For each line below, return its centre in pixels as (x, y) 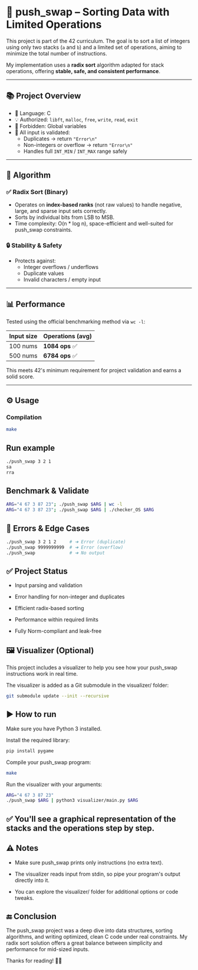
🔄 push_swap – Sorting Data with (88, 12)
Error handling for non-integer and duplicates (70, 597)
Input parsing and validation (48, 585)
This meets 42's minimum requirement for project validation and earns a (94, 370)
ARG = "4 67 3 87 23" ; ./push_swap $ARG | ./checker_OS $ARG (80, 510)
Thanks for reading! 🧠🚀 (34, 961)
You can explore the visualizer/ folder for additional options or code (96, 892)
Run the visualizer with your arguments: (54, 784)
